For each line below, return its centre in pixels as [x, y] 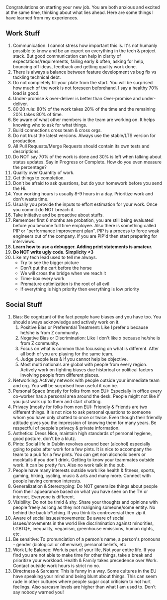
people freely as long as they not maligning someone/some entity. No [84, 507]
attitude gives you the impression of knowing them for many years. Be [84, 423]
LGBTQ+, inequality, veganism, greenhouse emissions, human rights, [83, 528]
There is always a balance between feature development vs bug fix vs [84, 72]
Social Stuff [24, 305]
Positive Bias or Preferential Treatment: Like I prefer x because [84, 327]
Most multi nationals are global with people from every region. [84, 364]
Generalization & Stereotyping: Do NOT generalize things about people [85, 486]
